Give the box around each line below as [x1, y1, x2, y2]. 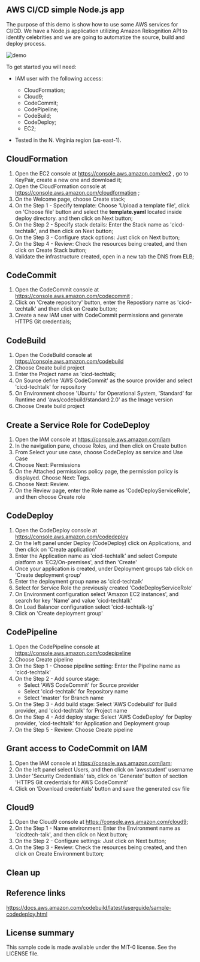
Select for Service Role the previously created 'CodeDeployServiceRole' [14, 584, 193, 591]
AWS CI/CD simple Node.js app [6, 5, 125, 15]
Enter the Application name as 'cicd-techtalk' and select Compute [14, 552, 178, 559]
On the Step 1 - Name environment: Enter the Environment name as [14, 824, 181, 832]
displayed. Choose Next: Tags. [14, 474, 91, 481]
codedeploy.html [6, 910, 48, 918]
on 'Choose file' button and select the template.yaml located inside [14, 208, 183, 215]
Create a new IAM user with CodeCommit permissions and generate [14, 312, 183, 319]
